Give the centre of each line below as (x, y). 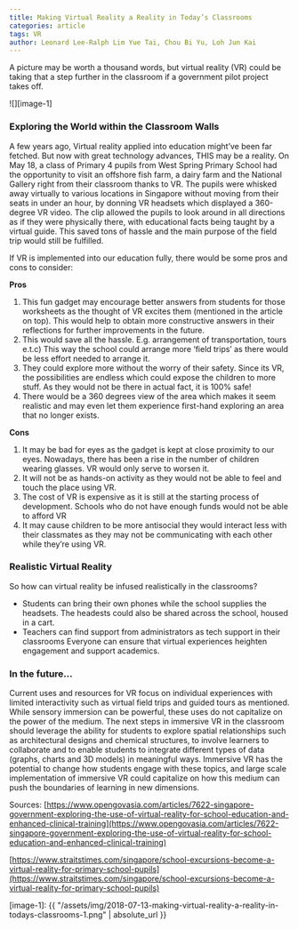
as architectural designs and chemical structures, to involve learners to (139, 741)
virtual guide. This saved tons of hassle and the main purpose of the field (143, 231)
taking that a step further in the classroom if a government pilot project (139, 77)
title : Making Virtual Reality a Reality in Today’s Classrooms (131, 17)
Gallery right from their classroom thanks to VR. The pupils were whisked (143, 184)
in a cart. (38, 622)
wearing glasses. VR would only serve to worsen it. (116, 469)
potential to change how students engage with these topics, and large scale (148, 769)
